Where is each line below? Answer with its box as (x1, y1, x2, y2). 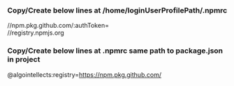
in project (7, 55, 41, 64)
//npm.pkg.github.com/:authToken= (7, 21, 110, 30)
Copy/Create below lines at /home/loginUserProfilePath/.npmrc (7, 6, 228, 15)
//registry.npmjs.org (7, 28, 64, 37)
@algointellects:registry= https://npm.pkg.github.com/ (7, 70, 162, 78)
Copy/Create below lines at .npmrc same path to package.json (7, 46, 224, 55)
